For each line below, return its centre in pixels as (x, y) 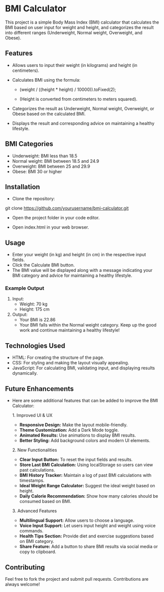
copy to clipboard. (38, 552)
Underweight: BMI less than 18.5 (45, 156)
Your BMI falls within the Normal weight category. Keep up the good (88, 325)
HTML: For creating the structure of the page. (58, 357)
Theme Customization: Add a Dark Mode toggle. (69, 430)
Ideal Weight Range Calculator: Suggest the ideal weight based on (87, 486)
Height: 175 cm (35, 309)
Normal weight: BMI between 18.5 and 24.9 (56, 161)
